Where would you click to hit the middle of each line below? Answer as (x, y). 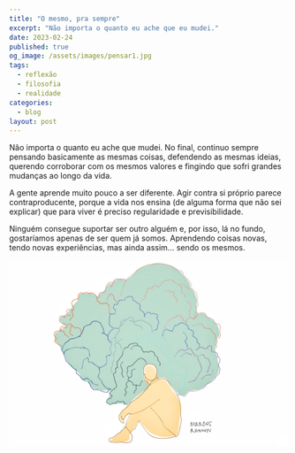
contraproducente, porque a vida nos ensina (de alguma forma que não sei (145, 203)
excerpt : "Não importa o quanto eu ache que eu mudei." (114, 28)
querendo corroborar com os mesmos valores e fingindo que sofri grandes (145, 166)
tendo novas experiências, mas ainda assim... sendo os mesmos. (127, 248)
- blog (29, 112)
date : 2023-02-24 (41, 37)
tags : (19, 65)
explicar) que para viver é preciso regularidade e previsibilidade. (126, 211)
